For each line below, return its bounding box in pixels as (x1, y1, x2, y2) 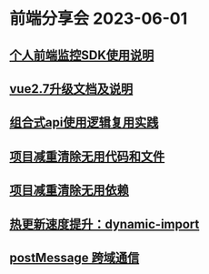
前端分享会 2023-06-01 (9, 8, 188, 29)
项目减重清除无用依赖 (9, 183, 129, 198)
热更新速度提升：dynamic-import (9, 216, 200, 232)
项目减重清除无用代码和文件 (9, 148, 165, 164)
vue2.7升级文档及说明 (9, 81, 134, 96)
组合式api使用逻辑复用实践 (9, 115, 159, 130)
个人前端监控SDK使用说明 (9, 47, 154, 63)
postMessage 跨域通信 (9, 249, 140, 265)
